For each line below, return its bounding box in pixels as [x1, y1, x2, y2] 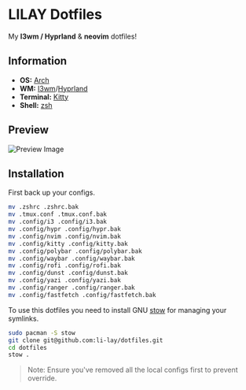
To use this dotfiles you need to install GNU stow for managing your [8, 305, 227, 314]
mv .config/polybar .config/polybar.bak [8, 247, 143, 255]
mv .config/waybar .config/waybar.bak [8, 254, 135, 262]
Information [8, 54, 68, 68]
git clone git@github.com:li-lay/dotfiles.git [8, 336, 163, 344]
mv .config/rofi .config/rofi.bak [8, 262, 122, 269]
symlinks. [8, 314, 39, 323]
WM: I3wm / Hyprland [19, 84, 88, 93]
